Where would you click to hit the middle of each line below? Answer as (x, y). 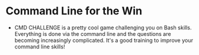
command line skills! (40, 47)
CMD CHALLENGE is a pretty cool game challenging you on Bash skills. (103, 27)
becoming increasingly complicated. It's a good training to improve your (104, 40)
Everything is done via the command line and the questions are (93, 33)
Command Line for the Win (74, 11)
